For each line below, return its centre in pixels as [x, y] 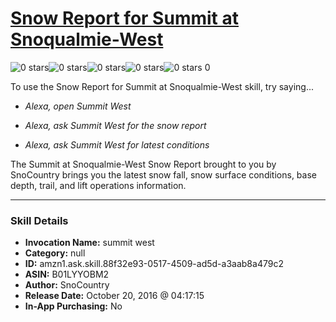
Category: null [55, 253]
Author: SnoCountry [67, 285]
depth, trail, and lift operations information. [98, 185]
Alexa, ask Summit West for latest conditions [117, 144]
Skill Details [39, 220]
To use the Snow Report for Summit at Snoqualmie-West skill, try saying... [162, 86]
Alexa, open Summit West [78, 106]
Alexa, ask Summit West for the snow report [115, 125]
